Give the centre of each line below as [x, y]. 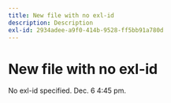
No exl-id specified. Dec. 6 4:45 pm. [67, 90]
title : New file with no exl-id [61, 15]
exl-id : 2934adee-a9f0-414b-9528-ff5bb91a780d [86, 30]
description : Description [50, 23]
